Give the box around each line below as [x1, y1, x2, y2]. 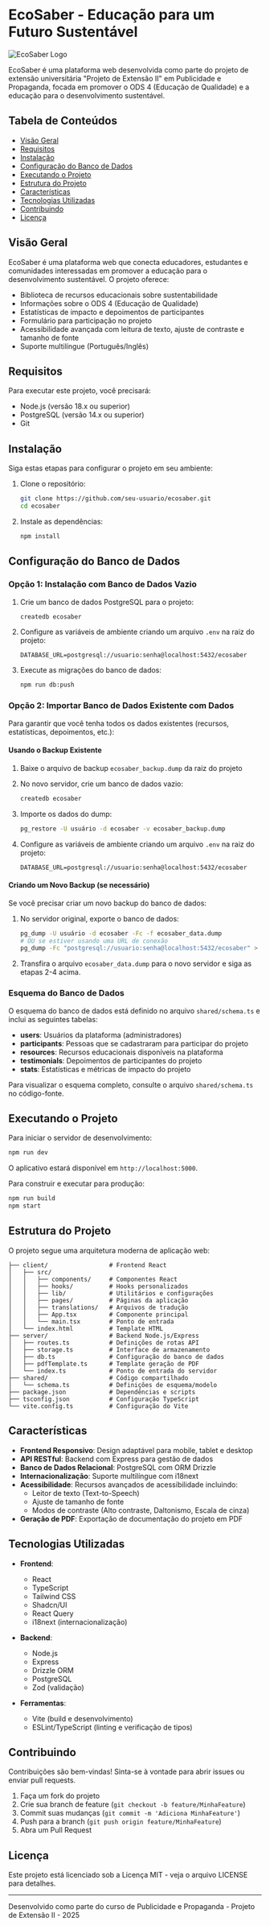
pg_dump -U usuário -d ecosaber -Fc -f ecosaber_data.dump [19, 929, 223, 938]
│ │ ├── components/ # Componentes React [8, 1275, 178, 1283]
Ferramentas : [19, 1698, 67, 1708]
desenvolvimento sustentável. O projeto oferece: [8, 274, 170, 284]
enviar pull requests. [8, 1775, 76, 1785]
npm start [8, 1202, 42, 1210]
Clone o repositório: [19, 479, 86, 489]
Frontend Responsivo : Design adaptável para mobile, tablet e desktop [19, 1445, 253, 1455]
